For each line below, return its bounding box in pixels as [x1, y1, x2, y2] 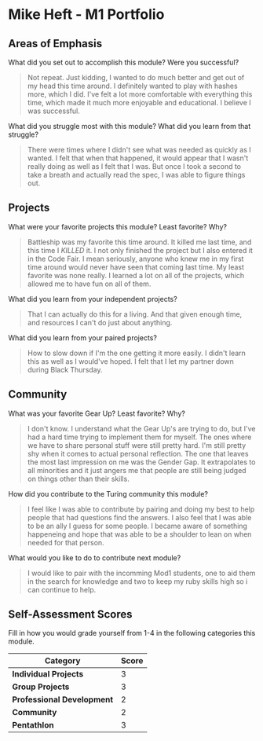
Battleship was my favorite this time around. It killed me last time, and [27, 237, 252, 247]
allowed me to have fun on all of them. [27, 279, 152, 288]
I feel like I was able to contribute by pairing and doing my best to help [27, 504, 255, 514]
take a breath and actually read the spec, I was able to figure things [27, 171, 246, 179]
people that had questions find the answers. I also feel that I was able [27, 512, 252, 522]
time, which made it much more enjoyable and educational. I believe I [27, 98, 251, 107]
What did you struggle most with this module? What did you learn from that [8, 122, 251, 130]
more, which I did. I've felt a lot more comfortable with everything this [27, 90, 253, 99]
